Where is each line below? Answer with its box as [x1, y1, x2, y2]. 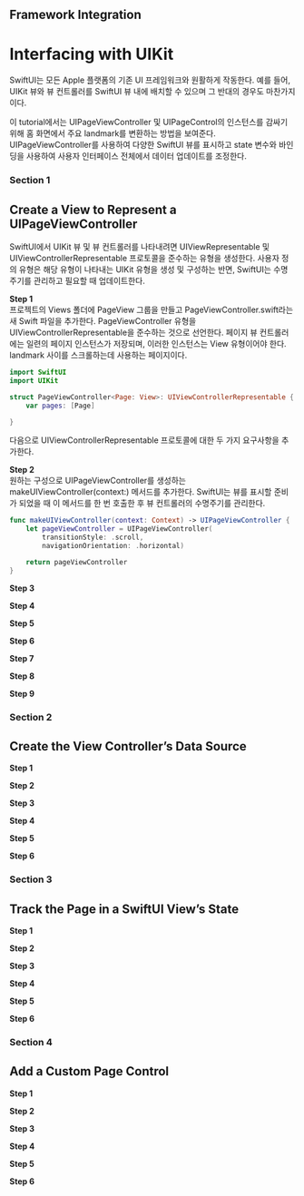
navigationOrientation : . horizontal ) [42, 542, 184, 551]
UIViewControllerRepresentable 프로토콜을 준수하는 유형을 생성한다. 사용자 [9, 253, 279, 264]
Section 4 [9, 1036, 53, 1049]
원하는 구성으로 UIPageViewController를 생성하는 [9, 475, 186, 486]
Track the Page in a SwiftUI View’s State [9, 901, 240, 917]
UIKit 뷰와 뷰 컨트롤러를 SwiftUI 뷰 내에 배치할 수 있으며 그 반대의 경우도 [9, 86, 265, 97]
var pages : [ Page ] [25, 401, 95, 410]
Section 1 [9, 174, 51, 187]
